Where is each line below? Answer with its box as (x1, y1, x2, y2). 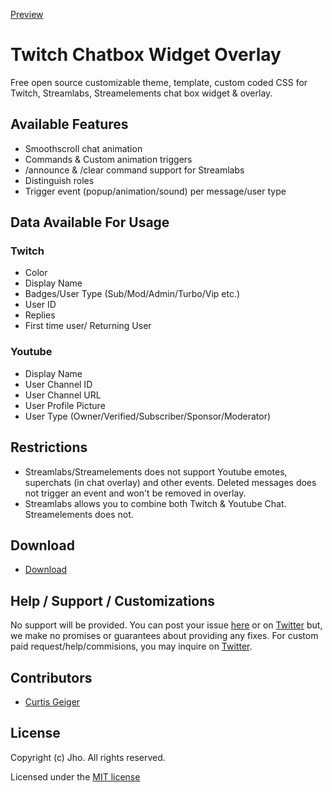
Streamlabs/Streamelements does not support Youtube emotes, (24, 465, 288, 478)
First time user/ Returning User (24, 320, 152, 332)
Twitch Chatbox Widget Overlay (10, 44, 282, 66)
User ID (24, 299, 57, 311)
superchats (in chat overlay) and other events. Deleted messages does (24, 476, 317, 488)
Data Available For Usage (10, 214, 170, 231)
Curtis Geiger (24, 695, 81, 708)
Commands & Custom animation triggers (24, 153, 193, 165)
